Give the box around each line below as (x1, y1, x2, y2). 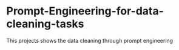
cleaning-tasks (6, 17, 84, 31)
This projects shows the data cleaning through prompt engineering (6, 37, 174, 44)
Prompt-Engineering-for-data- (6, 4, 164, 18)
